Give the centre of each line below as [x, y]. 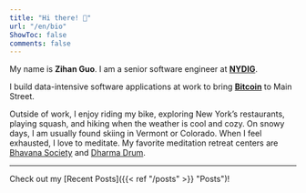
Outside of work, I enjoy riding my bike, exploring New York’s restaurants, [147, 114]
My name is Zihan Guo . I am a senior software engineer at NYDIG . [133, 69]
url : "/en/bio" [38, 26]
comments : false [40, 43]
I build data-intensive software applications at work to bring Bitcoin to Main [151, 86]
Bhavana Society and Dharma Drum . [77, 153]
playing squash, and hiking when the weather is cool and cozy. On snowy [147, 124]
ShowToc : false [38, 35]
